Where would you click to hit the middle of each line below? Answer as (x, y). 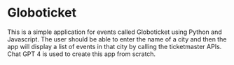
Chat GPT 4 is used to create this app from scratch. (82, 54)
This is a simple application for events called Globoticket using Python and (115, 32)
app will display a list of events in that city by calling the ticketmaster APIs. (115, 46)
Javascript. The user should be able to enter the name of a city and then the (117, 39)
